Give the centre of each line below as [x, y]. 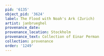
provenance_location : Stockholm [38, 32]
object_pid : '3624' [25, 14]
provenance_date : [23, 28]
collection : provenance [29, 41]
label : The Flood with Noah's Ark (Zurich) [50, 19]
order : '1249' [20, 46]
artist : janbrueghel [26, 23]
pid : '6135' [17, 9]
